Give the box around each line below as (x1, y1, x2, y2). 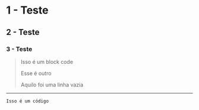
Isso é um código (6, 98, 49, 104)
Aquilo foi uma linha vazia (20, 81, 84, 88)
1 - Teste (6, 4, 49, 17)
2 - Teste (6, 27, 40, 37)
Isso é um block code (20, 58, 73, 65)
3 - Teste (6, 45, 33, 53)
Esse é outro (20, 69, 52, 77)
